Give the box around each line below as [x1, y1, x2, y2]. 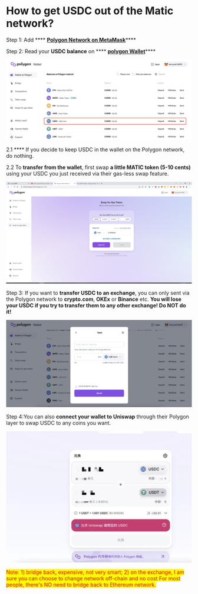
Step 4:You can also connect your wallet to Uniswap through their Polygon [6, 413, 190, 420]
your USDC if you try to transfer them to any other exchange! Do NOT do [6, 302, 187, 309]
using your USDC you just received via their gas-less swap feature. [6, 170, 169, 177]
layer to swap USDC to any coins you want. [6, 419, 111, 426]
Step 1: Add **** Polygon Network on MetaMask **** [6, 36, 137, 43]
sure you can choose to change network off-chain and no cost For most [6, 575, 181, 582]
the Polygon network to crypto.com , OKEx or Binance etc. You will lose [6, 296, 181, 303]
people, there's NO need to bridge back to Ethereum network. [6, 581, 156, 589]
